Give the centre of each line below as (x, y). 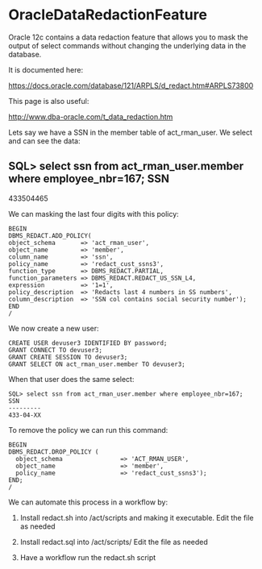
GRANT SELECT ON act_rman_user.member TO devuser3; (97, 364)
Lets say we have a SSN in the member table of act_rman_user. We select (130, 132)
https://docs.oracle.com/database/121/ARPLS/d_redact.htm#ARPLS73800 (131, 85)
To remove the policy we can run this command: (88, 430)
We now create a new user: (54, 328)
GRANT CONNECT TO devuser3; (56, 350)
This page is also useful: (49, 101)
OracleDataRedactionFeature (108, 15)
